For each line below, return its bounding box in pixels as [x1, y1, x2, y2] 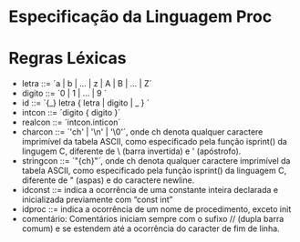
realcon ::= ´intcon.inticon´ [21, 116, 121, 128]
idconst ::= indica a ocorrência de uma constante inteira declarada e [21, 185, 279, 196]
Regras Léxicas [8, 48, 127, 69]
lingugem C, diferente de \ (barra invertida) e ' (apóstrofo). [21, 146, 242, 156]
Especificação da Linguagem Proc [8, 6, 273, 27]
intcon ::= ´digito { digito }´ [21, 107, 121, 118]
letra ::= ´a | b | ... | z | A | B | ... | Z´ [21, 78, 152, 89]
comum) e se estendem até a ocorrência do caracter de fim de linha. [21, 223, 280, 234]
